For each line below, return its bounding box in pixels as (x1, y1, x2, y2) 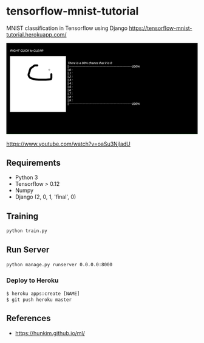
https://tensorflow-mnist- (129, 24, 192, 32)
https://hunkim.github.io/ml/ (15, 329, 85, 336)
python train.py (6, 228, 47, 234)
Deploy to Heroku (6, 276, 59, 285)
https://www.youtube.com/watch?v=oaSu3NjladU (6, 140, 131, 147)
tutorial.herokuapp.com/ (6, 30, 67, 38)
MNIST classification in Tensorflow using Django (6, 24, 128, 32)
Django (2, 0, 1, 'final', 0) (15, 193, 76, 200)
